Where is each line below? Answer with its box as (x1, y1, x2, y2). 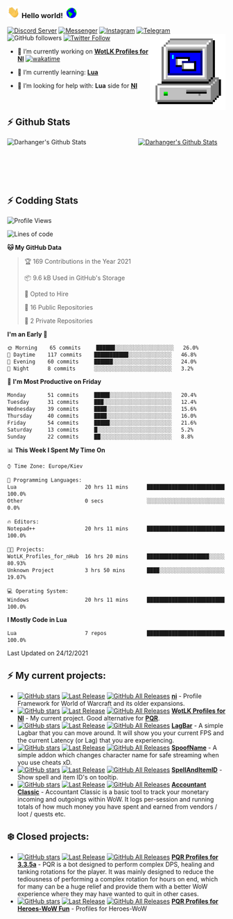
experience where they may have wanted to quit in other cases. (17, 889, 199, 897)
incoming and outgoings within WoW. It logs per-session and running (17, 795, 214, 803)
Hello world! (21, 11, 64, 21)
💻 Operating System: (7, 588, 69, 595)
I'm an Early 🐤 (7, 330, 48, 339)
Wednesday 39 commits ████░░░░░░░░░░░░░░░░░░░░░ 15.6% (7, 405, 197, 413)
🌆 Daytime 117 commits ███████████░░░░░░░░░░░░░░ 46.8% (7, 351, 197, 359)
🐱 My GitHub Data (7, 244, 62, 252)
